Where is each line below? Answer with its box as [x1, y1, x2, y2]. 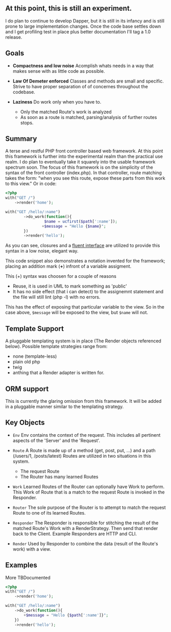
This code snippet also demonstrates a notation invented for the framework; [5, 258, 165, 264]
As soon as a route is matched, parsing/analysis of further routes [20, 114, 157, 120]
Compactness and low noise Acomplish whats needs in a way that [12, 63, 154, 69]
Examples [5, 561, 37, 569]
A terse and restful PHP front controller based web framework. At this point [5, 148, 163, 154]
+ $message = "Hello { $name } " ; [41, 223, 106, 229]
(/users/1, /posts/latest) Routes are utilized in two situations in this [12, 453, 152, 459]
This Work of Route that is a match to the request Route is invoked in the [12, 489, 165, 495]
